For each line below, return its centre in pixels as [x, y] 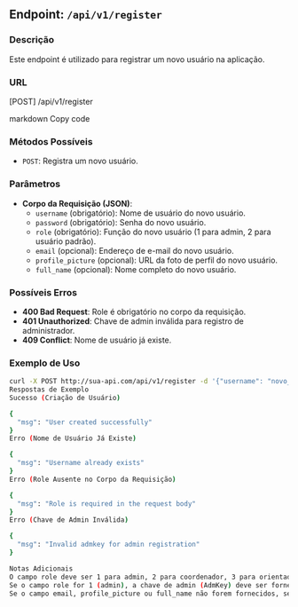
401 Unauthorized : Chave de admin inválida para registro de [133, 321]
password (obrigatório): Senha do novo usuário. [121, 222]
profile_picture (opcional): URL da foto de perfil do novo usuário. [156, 260]
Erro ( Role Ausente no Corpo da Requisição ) [93, 479]
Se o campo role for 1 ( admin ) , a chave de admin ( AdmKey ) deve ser [138, 585]
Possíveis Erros [43, 292]
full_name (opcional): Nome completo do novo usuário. [136, 269]
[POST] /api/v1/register [51, 101]
